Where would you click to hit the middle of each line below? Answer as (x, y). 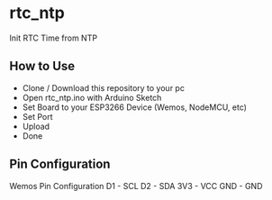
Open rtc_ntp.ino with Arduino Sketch (92, 97)
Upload (36, 126)
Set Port (37, 116)
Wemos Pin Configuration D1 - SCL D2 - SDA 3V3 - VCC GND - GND (136, 186)
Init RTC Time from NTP (53, 38)
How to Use (42, 66)
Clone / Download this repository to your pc (103, 87)
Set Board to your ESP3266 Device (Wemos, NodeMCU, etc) (135, 107)
